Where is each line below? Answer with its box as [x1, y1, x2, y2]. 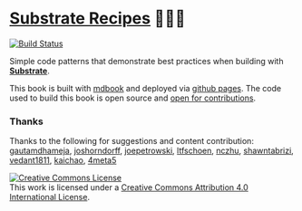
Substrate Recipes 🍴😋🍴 [9, 8, 186, 29]
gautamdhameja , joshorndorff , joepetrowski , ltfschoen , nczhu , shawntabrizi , [9, 145, 295, 157]
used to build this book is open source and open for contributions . [9, 92, 257, 103]
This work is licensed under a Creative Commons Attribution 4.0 [9, 182, 249, 193]
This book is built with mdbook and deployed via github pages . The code [9, 82, 282, 93]
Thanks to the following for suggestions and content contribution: [9, 136, 254, 147]
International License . [9, 192, 91, 203]
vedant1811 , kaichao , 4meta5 [9, 155, 117, 166]
